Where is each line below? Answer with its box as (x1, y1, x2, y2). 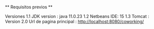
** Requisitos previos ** (5, 4, 53, 10)
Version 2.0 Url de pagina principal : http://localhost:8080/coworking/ (5, 19, 144, 24)
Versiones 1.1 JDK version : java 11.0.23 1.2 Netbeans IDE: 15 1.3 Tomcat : (5, 14, 149, 19)
